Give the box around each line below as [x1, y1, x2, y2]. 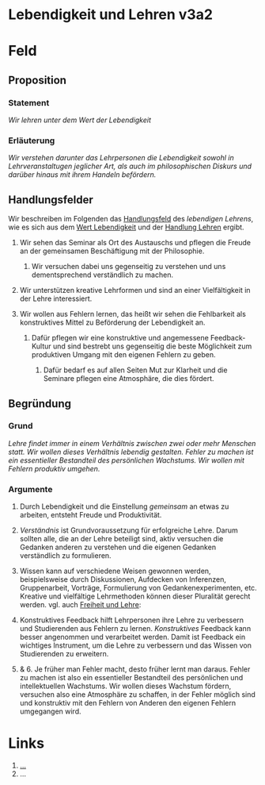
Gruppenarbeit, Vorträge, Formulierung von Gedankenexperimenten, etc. [19, 583, 257, 593]
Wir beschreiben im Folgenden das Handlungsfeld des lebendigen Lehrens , [8, 214, 254, 224]
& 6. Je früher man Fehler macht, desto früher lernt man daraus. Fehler [19, 664, 251, 674]
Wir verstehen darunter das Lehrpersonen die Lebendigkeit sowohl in [8, 153, 235, 163]
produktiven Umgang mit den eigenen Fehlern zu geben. [31, 350, 216, 360]
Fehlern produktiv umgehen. [8, 464, 100, 473]
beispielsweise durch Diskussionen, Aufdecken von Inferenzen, [19, 575, 227, 584]
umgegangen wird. [19, 706, 81, 716]
